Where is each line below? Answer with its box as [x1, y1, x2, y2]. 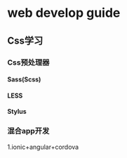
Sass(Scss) [7, 75, 41, 84]
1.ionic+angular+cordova [7, 143, 79, 151]
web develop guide [7, 5, 121, 21]
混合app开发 [7, 126, 50, 136]
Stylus [7, 107, 27, 116]
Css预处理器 [7, 58, 50, 67]
